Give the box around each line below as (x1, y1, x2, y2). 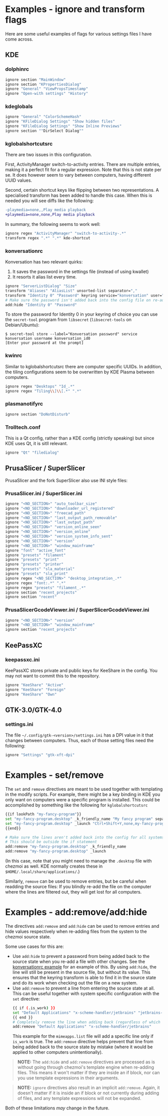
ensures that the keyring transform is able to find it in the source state (12, 974, 156, 981)
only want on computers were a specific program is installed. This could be (5, 797, 160, 802)
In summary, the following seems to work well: (5, 221, 101, 227)
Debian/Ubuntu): (5, 322, 39, 328)
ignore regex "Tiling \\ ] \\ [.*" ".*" (5, 388, 81, 393)
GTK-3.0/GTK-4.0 (5, 706, 62, 714)
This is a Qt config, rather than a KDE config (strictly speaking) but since (5, 435, 154, 441)
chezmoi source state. (5, 933, 51, 939)
